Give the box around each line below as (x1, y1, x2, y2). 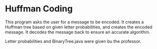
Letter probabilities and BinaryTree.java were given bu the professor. (5, 38, 142, 44)
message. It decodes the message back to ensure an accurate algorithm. (5, 29, 151, 35)
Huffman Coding (5, 3, 73, 14)
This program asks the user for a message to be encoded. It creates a (5, 19, 144, 25)
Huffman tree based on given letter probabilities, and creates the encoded (5, 24, 153, 29)
